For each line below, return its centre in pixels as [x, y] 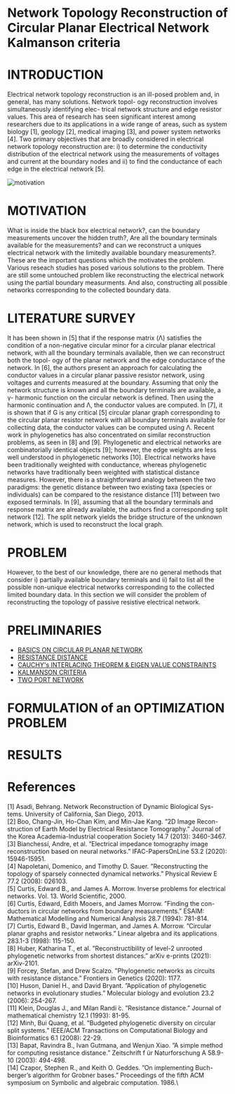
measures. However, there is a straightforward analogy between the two [112, 480]
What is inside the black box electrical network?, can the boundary [103, 230]
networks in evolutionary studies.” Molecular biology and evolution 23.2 [111, 993]
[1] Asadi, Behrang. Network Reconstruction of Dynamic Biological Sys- [110, 807]
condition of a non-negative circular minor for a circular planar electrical [112, 345]
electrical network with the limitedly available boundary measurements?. [112, 253]
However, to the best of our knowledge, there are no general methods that [115, 572]
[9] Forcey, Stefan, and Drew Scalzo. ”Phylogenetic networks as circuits [111, 971]
